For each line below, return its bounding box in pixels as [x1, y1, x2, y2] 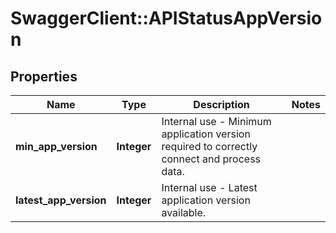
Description [193, 98, 250, 111]
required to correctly [161, 140, 258, 153]
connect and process [161, 152, 262, 166]
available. [161, 206, 207, 219]
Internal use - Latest [161, 181, 258, 194]
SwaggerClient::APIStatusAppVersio [10, 7, 323, 30]
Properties [10, 68, 78, 85]
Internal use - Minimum [161, 115, 272, 128]
